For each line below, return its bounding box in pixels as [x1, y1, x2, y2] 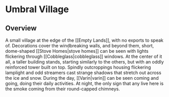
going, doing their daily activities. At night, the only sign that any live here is [5, 80, 164, 86]
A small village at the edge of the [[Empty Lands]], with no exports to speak [5, 37, 164, 43]
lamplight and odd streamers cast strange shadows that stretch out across [5, 70, 161, 76]
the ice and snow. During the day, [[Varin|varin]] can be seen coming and [5, 75, 159, 81]
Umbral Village [5, 4, 69, 15]
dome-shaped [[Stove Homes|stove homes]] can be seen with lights [5, 48, 149, 54]
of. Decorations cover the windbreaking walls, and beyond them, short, [5, 43, 154, 49]
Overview [5, 24, 37, 33]
